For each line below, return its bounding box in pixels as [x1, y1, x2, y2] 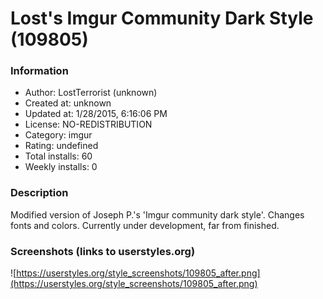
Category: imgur [24, 129, 93, 141]
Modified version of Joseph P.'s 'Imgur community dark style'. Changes [10, 208, 305, 221]
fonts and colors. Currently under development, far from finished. [10, 219, 280, 231]
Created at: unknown [24, 97, 112, 109]
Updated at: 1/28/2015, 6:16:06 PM [24, 108, 168, 120]
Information [10, 64, 69, 78]
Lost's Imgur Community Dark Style [10, 7, 314, 30]
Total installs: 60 [24, 150, 93, 162]
